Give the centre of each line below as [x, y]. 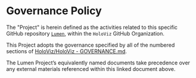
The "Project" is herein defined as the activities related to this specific [92, 27]
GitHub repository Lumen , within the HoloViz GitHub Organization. [85, 33]
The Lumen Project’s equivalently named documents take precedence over [98, 63]
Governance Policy [54, 11]
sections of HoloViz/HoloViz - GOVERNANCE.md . [66, 51]
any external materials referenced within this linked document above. [91, 69]
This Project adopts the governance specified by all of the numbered [91, 45]
